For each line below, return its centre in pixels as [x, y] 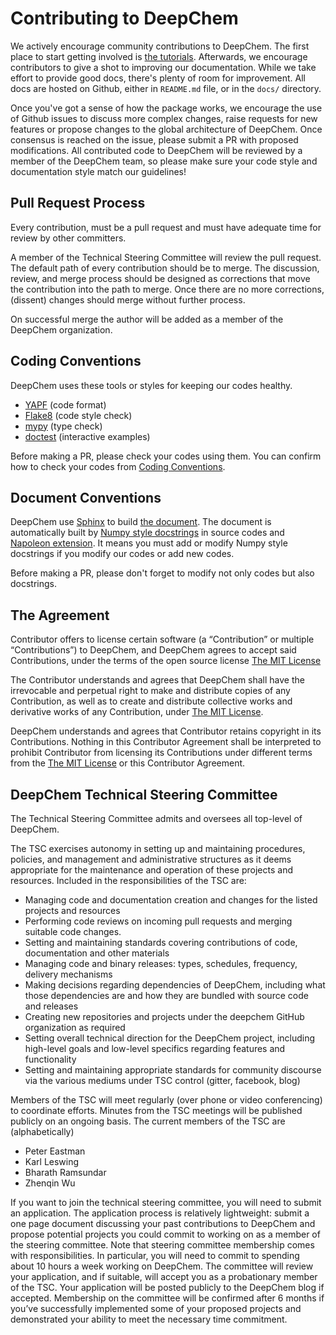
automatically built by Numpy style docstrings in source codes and [147, 533]
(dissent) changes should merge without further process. [128, 299]
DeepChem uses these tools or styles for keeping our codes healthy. [151, 385]
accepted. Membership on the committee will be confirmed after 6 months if [167, 1298]
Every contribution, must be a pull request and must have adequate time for [166, 227]
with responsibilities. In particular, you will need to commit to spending [155, 1255]
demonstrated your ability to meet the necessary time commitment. [149, 1319]
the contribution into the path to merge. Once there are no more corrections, [167, 289]
